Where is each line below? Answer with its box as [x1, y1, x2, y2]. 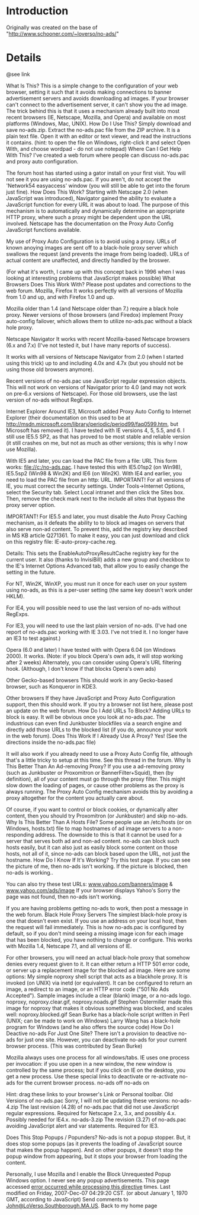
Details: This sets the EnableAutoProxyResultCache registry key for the [6, 550, 179, 557]
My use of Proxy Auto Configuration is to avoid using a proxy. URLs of [6, 238, 176, 245]
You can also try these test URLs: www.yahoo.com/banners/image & [6, 881, 173, 888]
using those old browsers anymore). [6, 365, 94, 373]
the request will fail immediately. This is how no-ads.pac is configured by [6, 923, 185, 930]
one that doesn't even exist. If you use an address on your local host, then [6, 917, 187, 924]
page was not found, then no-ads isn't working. [6, 893, 123, 900]
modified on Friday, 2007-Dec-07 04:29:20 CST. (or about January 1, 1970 [6, 1189, 188, 1197]
